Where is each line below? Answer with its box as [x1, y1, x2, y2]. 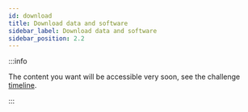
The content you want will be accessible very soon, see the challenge [8, 72, 241, 81]
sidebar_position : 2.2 [8, 34, 85, 43]
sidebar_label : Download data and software [8, 27, 158, 35]
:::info [8, 56, 27, 66]
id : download [8, 11, 53, 20]
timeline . [8, 81, 37, 90]
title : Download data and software [8, 19, 128, 27]
